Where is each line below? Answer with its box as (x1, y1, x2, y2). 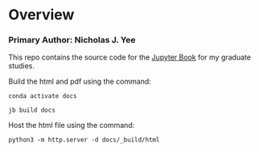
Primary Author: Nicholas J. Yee (8, 35, 136, 46)
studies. (8, 61, 35, 71)
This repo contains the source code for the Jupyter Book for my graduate (8, 52, 252, 62)
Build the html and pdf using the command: (8, 76, 151, 86)
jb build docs (8, 106, 56, 114)
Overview (8, 6, 75, 24)
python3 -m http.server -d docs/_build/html (8, 136, 160, 144)
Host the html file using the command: (8, 121, 135, 130)
